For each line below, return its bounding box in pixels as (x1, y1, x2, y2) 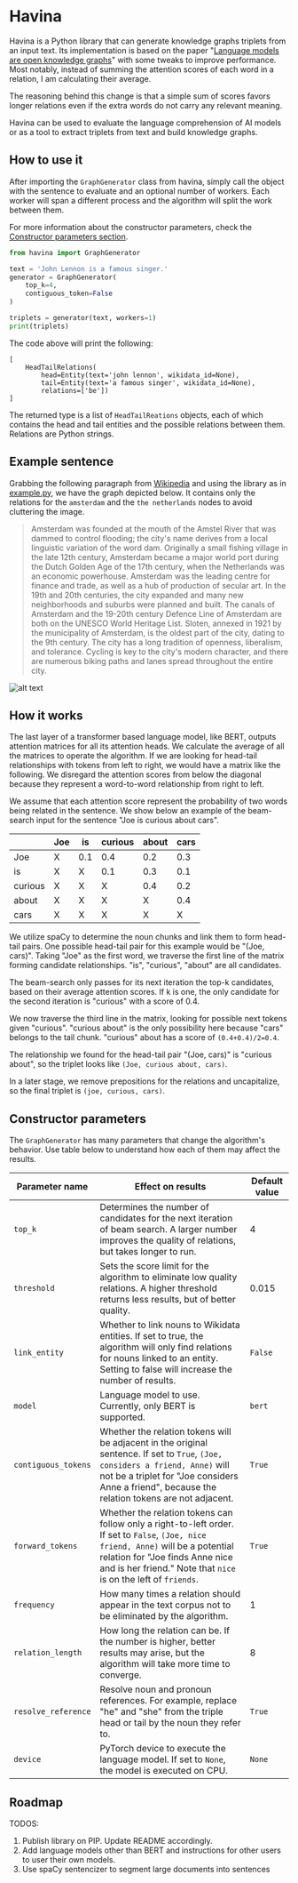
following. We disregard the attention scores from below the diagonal (9, 769, 262, 780)
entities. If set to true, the (99, 1330, 204, 1342)
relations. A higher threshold (99, 1282, 217, 1294)
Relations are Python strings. (9, 429, 114, 439)
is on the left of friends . (99, 1574, 199, 1586)
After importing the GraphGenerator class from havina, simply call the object (9, 176, 285, 187)
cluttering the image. (9, 506, 85, 517)
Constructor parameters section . (9, 231, 129, 242)
